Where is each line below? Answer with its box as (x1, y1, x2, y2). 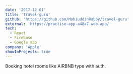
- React (10, 30, 26, 35)
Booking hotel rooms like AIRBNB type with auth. (5, 63, 106, 69)
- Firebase (10, 35, 33, 40)
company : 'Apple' (5, 44, 42, 49)
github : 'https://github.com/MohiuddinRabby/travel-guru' (5, 16, 129, 21)
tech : (5, 26, 17, 31)
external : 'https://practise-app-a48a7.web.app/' (5, 21, 112, 26)
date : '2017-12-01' (5, 7, 46, 12)
